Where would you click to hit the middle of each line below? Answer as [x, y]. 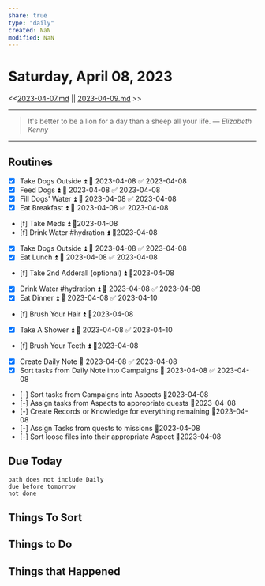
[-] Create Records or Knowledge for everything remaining [115, 411]
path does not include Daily [56, 479]
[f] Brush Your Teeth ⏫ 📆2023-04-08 [79, 346]
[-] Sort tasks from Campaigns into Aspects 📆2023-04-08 [114, 394]
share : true [28, 15]
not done [22, 493]
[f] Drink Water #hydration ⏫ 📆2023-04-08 [88, 233]
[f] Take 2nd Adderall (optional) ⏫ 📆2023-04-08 [97, 273]
